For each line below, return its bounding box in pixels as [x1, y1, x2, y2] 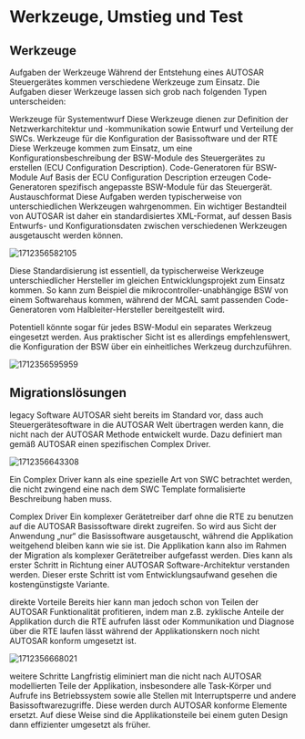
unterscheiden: [9, 96, 66, 107]
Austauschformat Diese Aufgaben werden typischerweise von [9, 192, 243, 202]
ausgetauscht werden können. [9, 230, 124, 241]
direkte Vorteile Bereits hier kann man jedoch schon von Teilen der [9, 596, 259, 608]
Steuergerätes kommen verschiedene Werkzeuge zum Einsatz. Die [9, 77, 260, 88]
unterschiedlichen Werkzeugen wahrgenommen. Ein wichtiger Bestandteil [9, 201, 287, 212]
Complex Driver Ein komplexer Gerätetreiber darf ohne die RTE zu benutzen [9, 511, 294, 522]
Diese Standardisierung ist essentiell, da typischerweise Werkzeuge [9, 265, 264, 276]
